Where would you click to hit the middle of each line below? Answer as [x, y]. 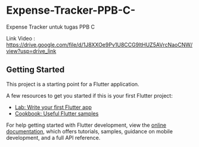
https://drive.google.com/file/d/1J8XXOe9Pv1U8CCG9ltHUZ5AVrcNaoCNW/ [99, 45]
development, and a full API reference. [53, 137]
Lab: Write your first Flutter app [53, 107]
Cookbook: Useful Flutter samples [57, 113]
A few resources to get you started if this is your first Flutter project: [89, 95]
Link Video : [21, 38]
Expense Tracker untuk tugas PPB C [51, 27]
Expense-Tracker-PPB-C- [71, 10]
